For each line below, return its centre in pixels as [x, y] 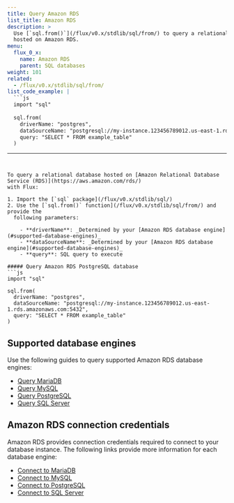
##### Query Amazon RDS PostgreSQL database [73, 267]
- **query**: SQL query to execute [71, 255]
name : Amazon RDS [45, 59]
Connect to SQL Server [50, 493]
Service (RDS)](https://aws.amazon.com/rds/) [74, 181]
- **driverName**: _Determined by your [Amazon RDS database [110, 230]
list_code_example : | [39, 92]
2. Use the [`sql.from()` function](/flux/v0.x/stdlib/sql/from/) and [112, 206]
